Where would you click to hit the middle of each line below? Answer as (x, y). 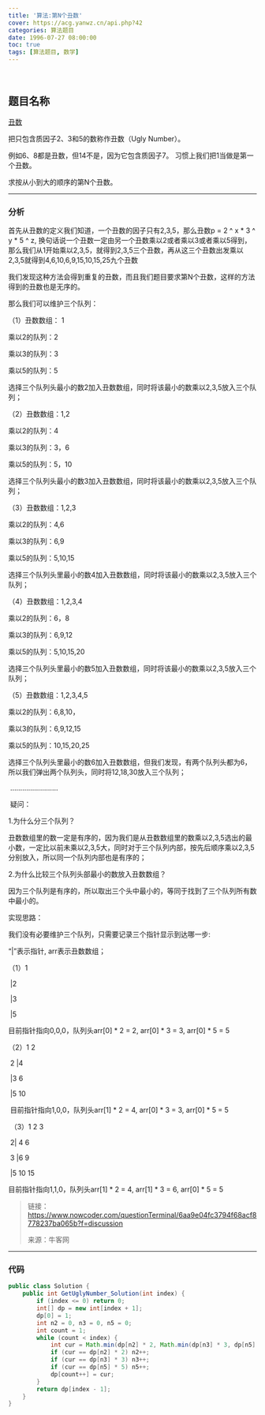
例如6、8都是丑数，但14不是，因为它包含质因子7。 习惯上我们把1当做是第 (127, 155)
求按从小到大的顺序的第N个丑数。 (63, 182)
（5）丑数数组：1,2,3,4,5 (48, 695)
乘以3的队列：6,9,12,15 (45, 729)
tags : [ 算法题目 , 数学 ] (44, 52)
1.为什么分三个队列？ (42, 821)
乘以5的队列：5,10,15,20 (47, 652)
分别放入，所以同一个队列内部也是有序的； (77, 858)
